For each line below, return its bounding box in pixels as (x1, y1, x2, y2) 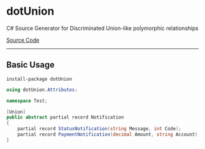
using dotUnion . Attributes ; (6, 87, 78, 93)
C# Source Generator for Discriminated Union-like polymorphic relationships (6, 24, 199, 32)
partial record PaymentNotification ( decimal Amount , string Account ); (17, 131, 201, 137)
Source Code (6, 36, 40, 43)
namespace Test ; (6, 98, 48, 104)
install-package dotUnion (6, 76, 72, 82)
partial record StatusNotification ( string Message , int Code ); (17, 126, 182, 132)
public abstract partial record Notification (6, 114, 124, 120)
